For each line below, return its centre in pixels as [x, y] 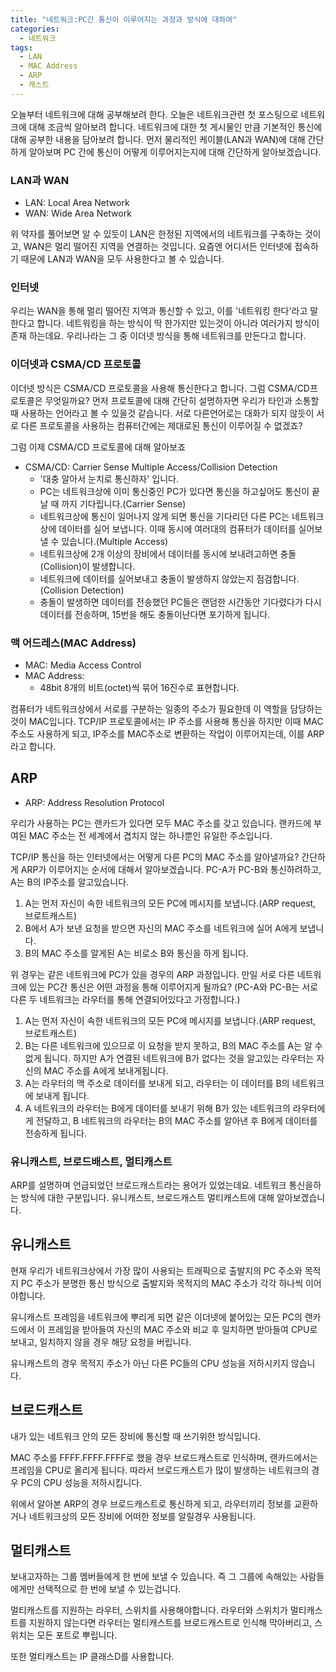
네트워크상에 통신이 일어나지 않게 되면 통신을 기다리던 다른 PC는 [164, 516]
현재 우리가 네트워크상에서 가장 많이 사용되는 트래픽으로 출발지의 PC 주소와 [156, 1270]
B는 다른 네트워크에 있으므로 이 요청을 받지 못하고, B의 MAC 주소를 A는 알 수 [173, 1045]
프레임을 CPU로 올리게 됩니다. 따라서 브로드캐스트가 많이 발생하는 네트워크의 [160, 1470]
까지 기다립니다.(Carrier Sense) [124, 503]
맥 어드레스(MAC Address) [73, 643]
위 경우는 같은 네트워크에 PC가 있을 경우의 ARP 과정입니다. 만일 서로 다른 [152, 974]
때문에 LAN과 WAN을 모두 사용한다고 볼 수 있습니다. [122, 259]
